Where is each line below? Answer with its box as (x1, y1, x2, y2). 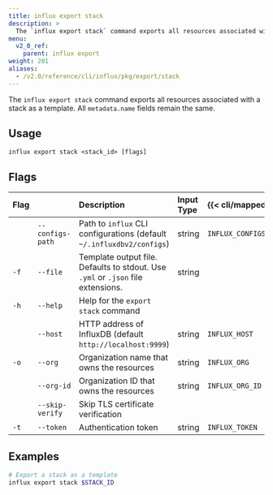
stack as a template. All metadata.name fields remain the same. (8, 103, 215, 113)
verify (37, 409, 63, 418)
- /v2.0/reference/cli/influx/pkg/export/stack (15, 72, 180, 80)
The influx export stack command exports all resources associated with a (8, 94, 261, 104)
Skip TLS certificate (78, 398, 154, 410)
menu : (8, 34, 27, 43)
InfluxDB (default (78, 329, 144, 340)
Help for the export (78, 295, 152, 307)
